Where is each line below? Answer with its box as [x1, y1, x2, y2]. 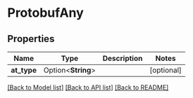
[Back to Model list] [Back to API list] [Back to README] [7, 83, 169, 92]
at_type [11, 65, 37, 75]
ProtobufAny [7, 5, 85, 21]
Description [102, 54, 143, 63]
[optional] [149, 65, 182, 75]
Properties [7, 33, 55, 45]
